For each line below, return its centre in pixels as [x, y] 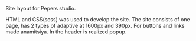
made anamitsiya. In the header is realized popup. [66, 32]
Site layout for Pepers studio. [41, 8]
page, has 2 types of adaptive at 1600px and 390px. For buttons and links [95, 26]
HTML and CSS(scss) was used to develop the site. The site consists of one [98, 19]
